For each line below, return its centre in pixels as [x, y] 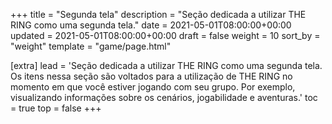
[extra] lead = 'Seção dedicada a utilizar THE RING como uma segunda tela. [166, 65]
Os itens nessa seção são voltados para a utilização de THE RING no [151, 76]
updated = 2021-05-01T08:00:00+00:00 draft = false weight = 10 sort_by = [165, 35]
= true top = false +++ [56, 108]
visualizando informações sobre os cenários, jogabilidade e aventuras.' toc [164, 97]
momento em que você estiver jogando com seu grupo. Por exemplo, [153, 87]
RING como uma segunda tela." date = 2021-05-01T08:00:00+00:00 [151, 25]
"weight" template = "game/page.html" [91, 46]
